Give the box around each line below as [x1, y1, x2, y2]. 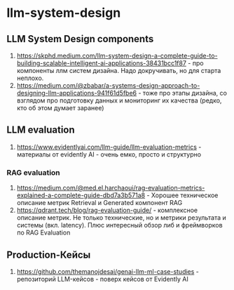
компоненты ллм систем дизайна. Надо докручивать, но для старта [16, 67, 221, 74]
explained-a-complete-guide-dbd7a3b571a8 [16, 191, 146, 199]
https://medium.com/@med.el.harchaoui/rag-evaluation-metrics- [16, 184, 205, 192]
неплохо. [16, 74, 44, 82]
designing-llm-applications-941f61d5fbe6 [16, 89, 137, 97]
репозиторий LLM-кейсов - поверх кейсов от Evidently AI [16, 275, 188, 283]
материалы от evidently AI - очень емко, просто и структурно [16, 150, 201, 159]
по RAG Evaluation [16, 228, 71, 237]
